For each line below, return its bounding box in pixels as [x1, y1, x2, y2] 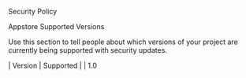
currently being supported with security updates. [8, 46, 168, 54]
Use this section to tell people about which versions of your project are [8, 37, 238, 46]
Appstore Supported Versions [8, 22, 105, 31]
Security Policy [8, 7, 58, 16]
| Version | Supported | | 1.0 [8, 61, 97, 70]
